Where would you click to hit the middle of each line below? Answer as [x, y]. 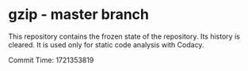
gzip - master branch [78, 15]
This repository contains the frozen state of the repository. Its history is [124, 36]
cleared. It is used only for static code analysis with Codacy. [106, 44]
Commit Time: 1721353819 [51, 60]
